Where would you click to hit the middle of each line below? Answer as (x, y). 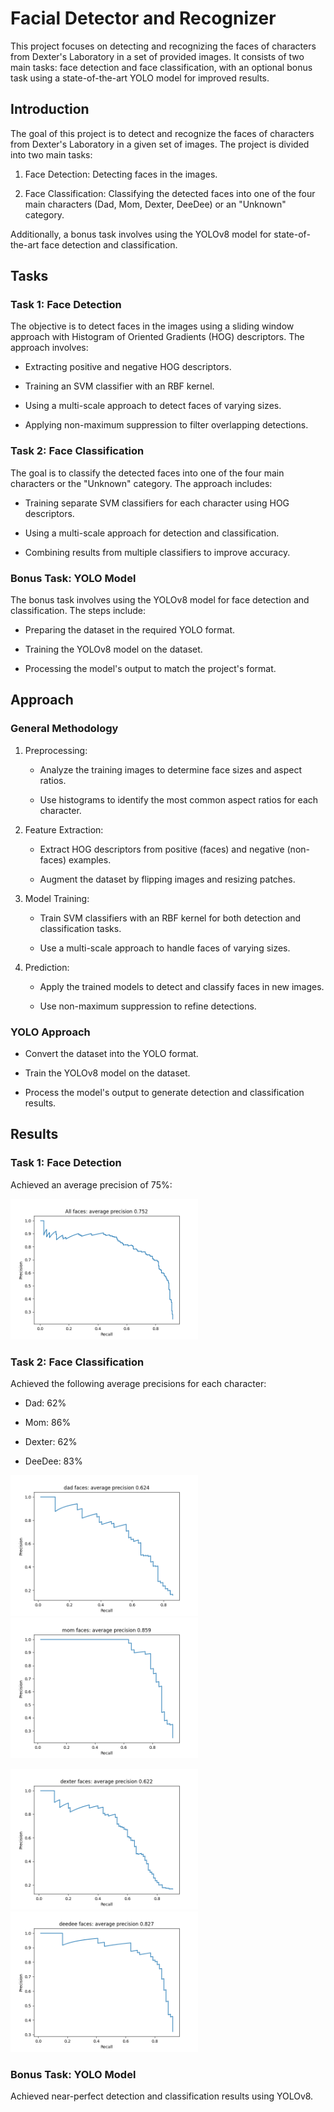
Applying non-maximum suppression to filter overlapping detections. (166, 425)
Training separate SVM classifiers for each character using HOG (157, 503)
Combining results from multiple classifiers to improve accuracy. (157, 552)
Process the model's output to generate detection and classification (164, 1093)
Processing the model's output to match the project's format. (150, 669)
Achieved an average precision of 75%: (91, 1184)
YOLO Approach (50, 1032)
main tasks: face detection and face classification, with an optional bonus (161, 67)
